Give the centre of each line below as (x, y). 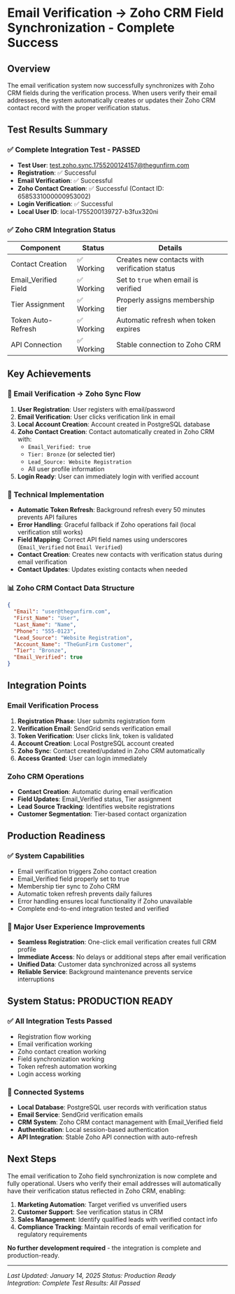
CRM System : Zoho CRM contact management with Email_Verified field (120, 1122)
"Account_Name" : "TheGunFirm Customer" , (73, 644)
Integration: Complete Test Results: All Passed (74, 1283)
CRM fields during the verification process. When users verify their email (112, 93)
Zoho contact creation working (62, 1051)
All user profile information (66, 469)
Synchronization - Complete (91, 28)
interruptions (36, 979)
